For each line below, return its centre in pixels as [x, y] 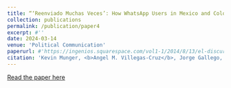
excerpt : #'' [26, 32]
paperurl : [21, 52]
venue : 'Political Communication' [57, 45]
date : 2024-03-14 [32, 39]
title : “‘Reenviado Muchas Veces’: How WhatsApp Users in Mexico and [109, 13]
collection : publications [44, 20]
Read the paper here [36, 77]
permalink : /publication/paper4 [53, 26]
